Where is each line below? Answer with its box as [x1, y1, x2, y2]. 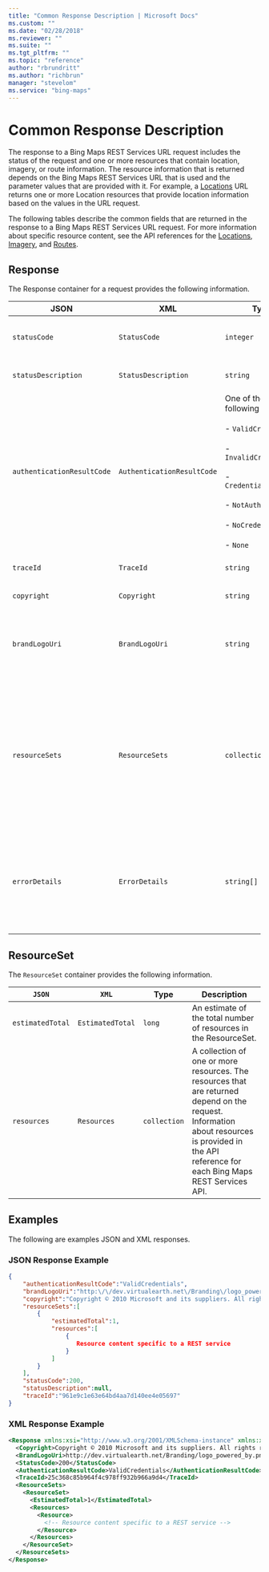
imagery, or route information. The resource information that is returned [8, 164, 245, 174]
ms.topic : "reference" [8, 57, 84, 65]
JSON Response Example [8, 1254, 110, 1266]
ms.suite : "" [8, 42, 52, 50]
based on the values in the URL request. [8, 198, 141, 209]
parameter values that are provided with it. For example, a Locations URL [8, 181, 249, 191]
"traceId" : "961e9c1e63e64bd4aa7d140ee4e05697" [22, 1392, 181, 1400]
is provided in [191, 1136, 243, 1147]
